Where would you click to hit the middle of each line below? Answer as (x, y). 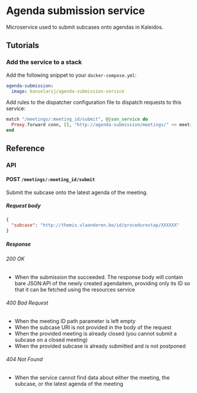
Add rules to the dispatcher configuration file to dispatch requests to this (94, 102)
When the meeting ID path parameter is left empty (75, 321)
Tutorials (23, 45)
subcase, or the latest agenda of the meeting (69, 384)
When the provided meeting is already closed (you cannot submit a (96, 333)
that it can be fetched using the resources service (75, 289)
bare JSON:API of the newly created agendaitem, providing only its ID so (102, 283)
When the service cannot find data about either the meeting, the (92, 378)
